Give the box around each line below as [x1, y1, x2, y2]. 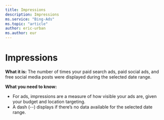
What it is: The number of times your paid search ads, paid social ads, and [5, 68, 159, 74]
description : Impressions [5, 12, 59, 17]
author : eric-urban [5, 26, 46, 31]
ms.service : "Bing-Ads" [5, 16, 55, 21]
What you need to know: [5, 83, 57, 89]
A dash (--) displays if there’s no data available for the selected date [12, 103, 153, 110]
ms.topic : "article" [5, 21, 48, 26]
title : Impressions [5, 7, 46, 12]
